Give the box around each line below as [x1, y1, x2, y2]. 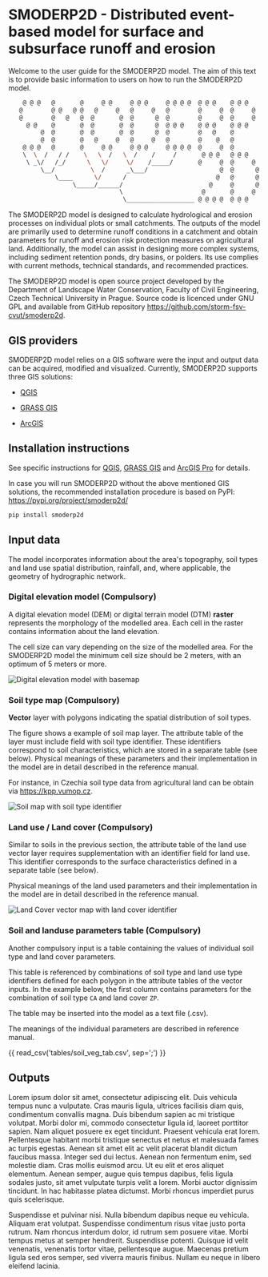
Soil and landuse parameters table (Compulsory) [8, 925, 202, 936]
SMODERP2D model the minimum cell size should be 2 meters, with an [8, 650, 242, 660]
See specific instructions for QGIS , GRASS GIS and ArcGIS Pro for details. [8, 463, 250, 472]
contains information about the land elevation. [8, 626, 160, 636]
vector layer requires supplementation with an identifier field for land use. [8, 849, 250, 858]
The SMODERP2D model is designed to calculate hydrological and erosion [8, 210, 253, 219]
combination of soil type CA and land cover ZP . [8, 993, 160, 1002]
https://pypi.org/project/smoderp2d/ [8, 495, 128, 505]
